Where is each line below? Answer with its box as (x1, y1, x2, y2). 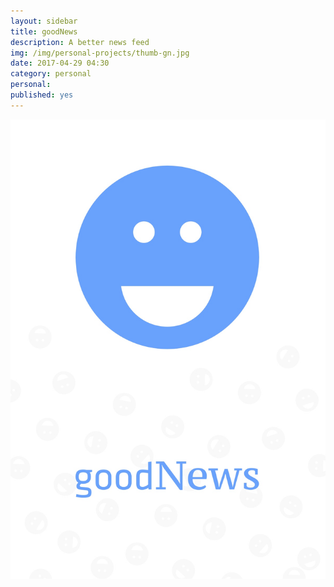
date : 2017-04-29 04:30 (10, 58, 110, 69)
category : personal (10, 69, 92, 79)
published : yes (10, 90, 74, 100)
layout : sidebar (10, 16, 78, 26)
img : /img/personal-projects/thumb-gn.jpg (10, 48, 190, 58)
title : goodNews (10, 26, 78, 37)
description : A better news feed (10, 37, 150, 47)
